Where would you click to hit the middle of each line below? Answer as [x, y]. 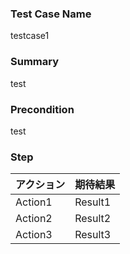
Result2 [93, 219]
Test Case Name [51, 14]
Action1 [34, 202]
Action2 [34, 219]
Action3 [34, 235]
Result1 [93, 202]
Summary [35, 62]
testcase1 [30, 36]
